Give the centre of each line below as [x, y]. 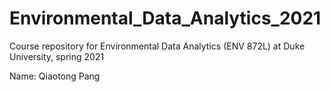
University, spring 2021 [57, 56]
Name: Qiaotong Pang [55, 76]
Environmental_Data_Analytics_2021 [165, 18]
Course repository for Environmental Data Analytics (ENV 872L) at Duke [157, 46]
